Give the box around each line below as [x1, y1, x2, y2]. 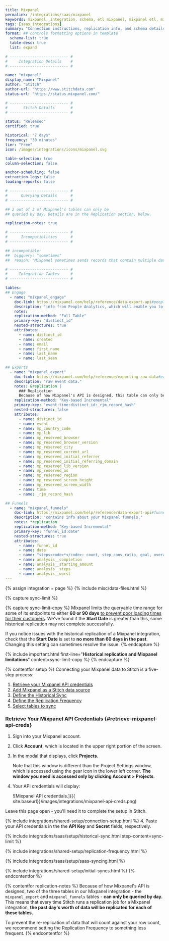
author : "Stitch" [5, 82, 42, 87]
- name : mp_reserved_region [18, 473, 78, 478]
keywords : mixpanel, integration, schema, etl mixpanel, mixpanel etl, [5, 17, 158, 22]
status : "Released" [5, 119, 46, 124]
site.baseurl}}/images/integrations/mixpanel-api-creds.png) [12, 798, 137, 804]
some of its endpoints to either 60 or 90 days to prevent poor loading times [5, 610, 162, 616]
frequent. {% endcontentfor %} [5, 930, 70, 936]
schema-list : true [10, 36, 49, 41]
